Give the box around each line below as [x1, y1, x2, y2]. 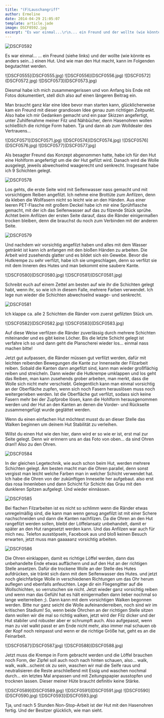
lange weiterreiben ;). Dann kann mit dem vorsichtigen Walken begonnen [5, 597, 152, 603]
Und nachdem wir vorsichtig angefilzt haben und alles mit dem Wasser [5, 242, 147, 247]
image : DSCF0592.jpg [5, 25, 47, 30]
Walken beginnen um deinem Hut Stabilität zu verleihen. [5, 421, 118, 427]
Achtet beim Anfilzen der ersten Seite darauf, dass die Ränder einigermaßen [5, 213, 158, 218]
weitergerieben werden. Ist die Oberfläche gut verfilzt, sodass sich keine [5, 392, 151, 397]
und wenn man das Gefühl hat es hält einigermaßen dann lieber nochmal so [5, 592, 157, 597]
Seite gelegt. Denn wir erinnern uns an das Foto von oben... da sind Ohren [5, 436, 154, 442]
